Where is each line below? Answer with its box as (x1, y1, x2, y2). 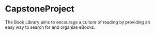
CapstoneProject (5, 3, 75, 14)
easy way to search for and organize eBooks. (5, 24, 95, 30)
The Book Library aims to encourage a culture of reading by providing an (5, 19, 150, 25)
